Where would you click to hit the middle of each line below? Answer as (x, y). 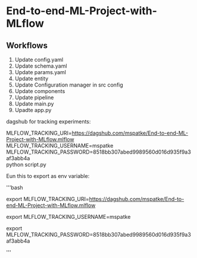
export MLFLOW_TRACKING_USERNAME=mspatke (68, 217)
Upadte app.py (33, 110)
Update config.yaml (39, 60)
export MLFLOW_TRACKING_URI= (48, 199)
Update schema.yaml (41, 66)
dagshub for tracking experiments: (49, 122)
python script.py (26, 165)
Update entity (32, 79)
